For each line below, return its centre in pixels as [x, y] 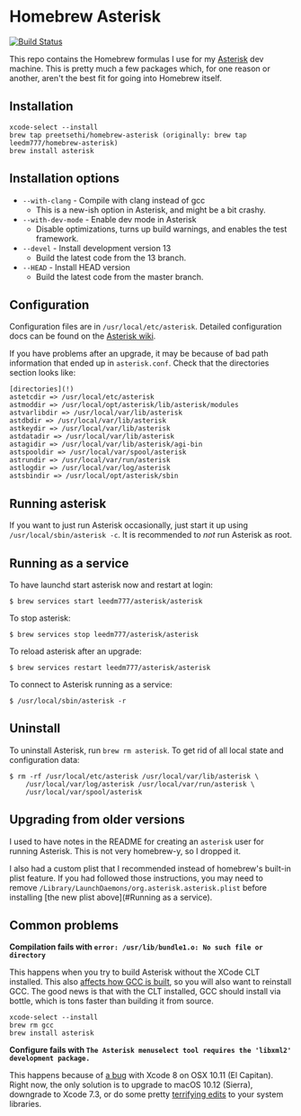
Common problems [64, 925]
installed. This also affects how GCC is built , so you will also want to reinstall [150, 982]
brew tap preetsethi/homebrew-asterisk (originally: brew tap [128, 135]
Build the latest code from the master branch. [120, 277]
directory [28, 956]
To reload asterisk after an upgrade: [75, 651]
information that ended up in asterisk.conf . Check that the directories [139, 363]
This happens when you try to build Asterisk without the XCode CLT [135, 972]
